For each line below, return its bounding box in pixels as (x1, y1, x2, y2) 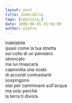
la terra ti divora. (5, 93, 39, 99)
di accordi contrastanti (5, 72, 51, 78)
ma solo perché (5, 88, 37, 94)
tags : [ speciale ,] (5, 17, 43, 22)
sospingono (5, 77, 30, 83)
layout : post (5, 7, 32, 13)
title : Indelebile (5, 12, 43, 17)
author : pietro (5, 26, 37, 31)
